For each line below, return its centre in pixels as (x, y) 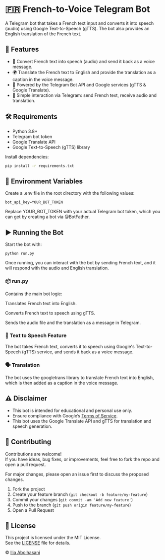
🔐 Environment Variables (44, 181)
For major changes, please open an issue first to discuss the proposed (77, 474)
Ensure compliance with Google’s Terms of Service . (65, 415)
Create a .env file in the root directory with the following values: (70, 193)
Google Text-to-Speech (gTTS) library (51, 147)
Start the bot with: (24, 244)
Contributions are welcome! (33, 454)
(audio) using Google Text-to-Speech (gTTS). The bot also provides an (77, 28)
